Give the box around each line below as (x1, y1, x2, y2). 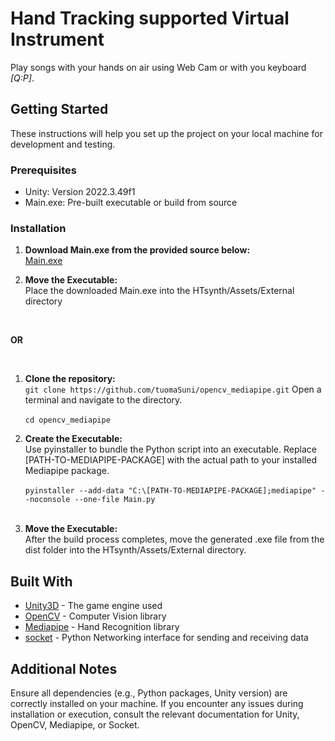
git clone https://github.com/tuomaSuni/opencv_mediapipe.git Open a (24, 383, 322, 396)
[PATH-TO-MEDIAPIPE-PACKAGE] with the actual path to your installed (24, 454, 317, 466)
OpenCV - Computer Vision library (24, 610, 167, 622)
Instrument (10, 28, 105, 51)
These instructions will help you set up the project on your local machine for (10, 127, 323, 139)
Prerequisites (10, 163, 77, 177)
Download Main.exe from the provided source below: (24, 244, 251, 256)
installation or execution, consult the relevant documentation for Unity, (10, 708, 300, 720)
